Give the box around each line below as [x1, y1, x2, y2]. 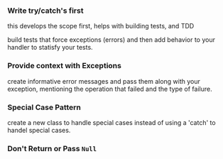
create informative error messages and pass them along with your [7, 77, 201, 85]
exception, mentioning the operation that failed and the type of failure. [7, 84, 212, 93]
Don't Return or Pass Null [7, 143, 97, 153]
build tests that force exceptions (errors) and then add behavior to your [7, 35, 215, 44]
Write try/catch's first [7, 6, 84, 16]
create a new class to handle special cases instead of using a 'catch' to [7, 118, 216, 126]
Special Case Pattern [7, 102, 82, 112]
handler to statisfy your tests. [7, 43, 94, 52]
